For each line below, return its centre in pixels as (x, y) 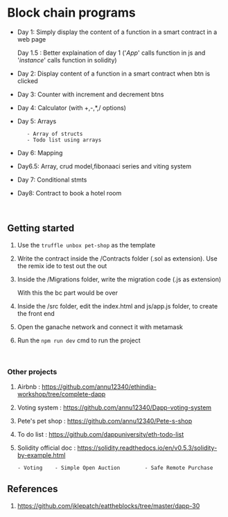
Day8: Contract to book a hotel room (69, 193)
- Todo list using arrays (64, 140)
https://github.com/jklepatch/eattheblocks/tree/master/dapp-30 (108, 506)
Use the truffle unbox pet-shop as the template (86, 245)
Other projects (32, 371)
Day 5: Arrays (37, 121)
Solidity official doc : (46, 448)
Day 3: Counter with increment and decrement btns (90, 94)
